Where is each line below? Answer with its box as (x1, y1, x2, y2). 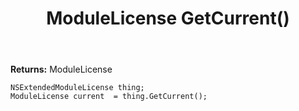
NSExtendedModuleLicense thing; (10, 83, 145, 93)
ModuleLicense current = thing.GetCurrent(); (10, 92, 208, 102)
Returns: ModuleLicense (10, 63, 113, 76)
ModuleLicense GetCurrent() (46, 7, 290, 30)
